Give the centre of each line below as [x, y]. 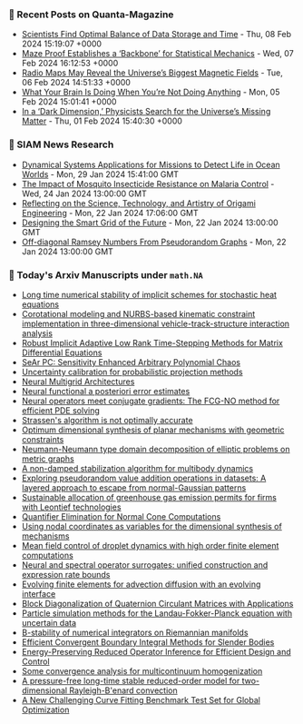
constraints [43, 439]
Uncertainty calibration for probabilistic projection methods [132, 372]
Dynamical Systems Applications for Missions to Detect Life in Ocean [151, 164]
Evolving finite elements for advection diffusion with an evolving [141, 584]
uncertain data [49, 622]
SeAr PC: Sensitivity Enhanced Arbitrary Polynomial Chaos [131, 362]
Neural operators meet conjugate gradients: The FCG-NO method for [151, 401]
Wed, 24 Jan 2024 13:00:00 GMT [84, 193]
